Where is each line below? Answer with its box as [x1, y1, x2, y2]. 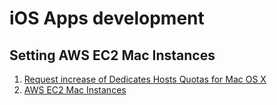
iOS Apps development [9, 7, 205, 30]
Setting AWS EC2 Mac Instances [9, 47, 216, 64]
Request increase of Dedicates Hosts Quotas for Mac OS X [23, 73, 267, 85]
